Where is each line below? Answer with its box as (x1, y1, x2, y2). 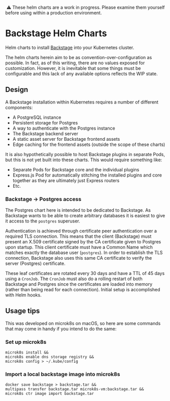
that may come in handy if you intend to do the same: (5, 325, 117, 332)
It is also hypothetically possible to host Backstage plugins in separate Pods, (5, 151, 165, 157)
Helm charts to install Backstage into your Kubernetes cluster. (5, 44, 134, 51)
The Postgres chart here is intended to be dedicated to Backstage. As (5, 207, 151, 213)
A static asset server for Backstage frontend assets (12, 136, 120, 142)
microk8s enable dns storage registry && (5, 355, 94, 360)
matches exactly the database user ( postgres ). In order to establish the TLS (5, 249, 163, 256)
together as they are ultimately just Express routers (12, 177, 120, 183)
